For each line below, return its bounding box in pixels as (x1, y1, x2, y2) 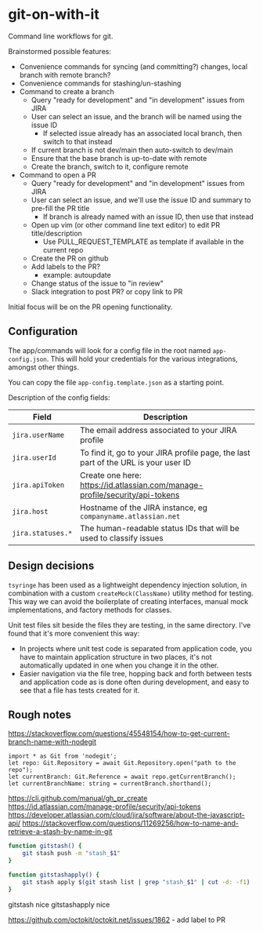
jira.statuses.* (12, 528, 73, 537)
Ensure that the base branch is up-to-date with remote (31, 153, 207, 162)
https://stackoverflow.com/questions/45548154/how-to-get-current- (8, 729, 231, 738)
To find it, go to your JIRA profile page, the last (79, 447, 250, 458)
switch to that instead (42, 137, 113, 146)
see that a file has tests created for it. (19, 685, 140, 695)
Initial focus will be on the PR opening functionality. (8, 302, 173, 311)
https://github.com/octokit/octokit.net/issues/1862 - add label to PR (8, 915, 225, 924)
